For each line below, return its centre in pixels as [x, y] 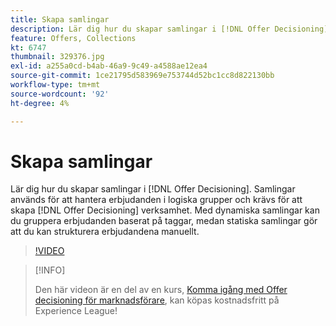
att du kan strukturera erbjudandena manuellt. [105, 232]
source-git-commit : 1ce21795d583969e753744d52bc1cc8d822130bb [142, 76]
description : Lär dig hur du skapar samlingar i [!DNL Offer [140, 29]
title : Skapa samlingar [60, 19]
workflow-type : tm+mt [55, 85]
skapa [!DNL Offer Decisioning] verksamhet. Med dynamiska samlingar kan [165, 210]
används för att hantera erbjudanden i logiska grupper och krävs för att [156, 200]
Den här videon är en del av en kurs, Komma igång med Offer [161, 290]
